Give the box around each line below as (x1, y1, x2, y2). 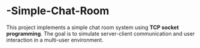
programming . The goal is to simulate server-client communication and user (6, 30, 195, 37)
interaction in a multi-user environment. (6, 36, 104, 43)
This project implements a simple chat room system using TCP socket (6, 24, 179, 31)
